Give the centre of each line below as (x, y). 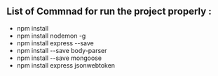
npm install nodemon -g (51, 36)
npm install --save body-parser (62, 50)
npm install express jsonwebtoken (66, 65)
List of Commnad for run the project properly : (109, 12)
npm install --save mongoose (59, 58)
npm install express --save (55, 43)
